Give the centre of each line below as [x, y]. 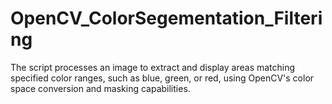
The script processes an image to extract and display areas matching [153, 67]
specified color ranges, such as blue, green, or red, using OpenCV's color [162, 78]
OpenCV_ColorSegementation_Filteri [166, 18]
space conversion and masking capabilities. [100, 88]
